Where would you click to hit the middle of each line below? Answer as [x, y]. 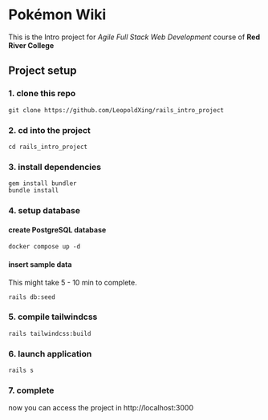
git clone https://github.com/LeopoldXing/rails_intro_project [116, 110]
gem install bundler [43, 184]
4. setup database [44, 211]
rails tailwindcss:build [50, 333]
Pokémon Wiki [57, 15]
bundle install [34, 191]
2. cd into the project [49, 130]
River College [31, 45]
